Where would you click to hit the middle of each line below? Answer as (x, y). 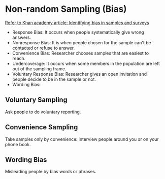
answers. (21, 37)
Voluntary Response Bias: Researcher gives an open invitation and (79, 74)
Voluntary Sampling (36, 100)
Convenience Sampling (42, 127)
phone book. (18, 144)
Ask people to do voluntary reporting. (43, 112)
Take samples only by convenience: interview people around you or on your (82, 139)
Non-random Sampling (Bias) (66, 9)
